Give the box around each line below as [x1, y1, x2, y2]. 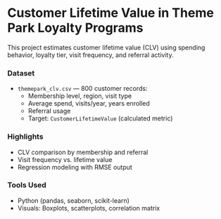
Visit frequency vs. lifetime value [17, 155, 113, 163]
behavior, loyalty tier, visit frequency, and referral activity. [7, 51, 174, 59]
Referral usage [27, 107, 71, 115]
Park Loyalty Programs [7, 20, 144, 36]
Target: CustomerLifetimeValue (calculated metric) [27, 114, 173, 123]
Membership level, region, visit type [27, 92, 132, 100]
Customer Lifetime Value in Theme [7, 5, 215, 21]
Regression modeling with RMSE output [17, 163, 132, 171]
